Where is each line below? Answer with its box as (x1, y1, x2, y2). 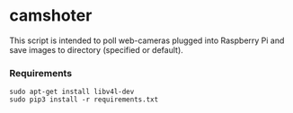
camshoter (9, 5, 93, 26)
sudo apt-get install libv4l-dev (9, 87, 135, 97)
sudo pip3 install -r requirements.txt (9, 95, 159, 104)
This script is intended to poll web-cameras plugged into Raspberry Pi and (9, 35, 285, 46)
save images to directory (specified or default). (9, 44, 184, 55)
